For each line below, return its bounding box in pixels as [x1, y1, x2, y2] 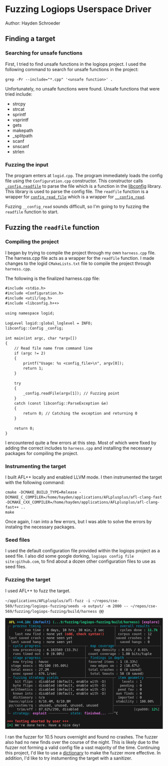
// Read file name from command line [14, 345, 93, 351]
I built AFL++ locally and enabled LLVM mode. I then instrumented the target [5, 474, 162, 480]
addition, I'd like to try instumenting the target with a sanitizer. [5, 755, 132, 761]
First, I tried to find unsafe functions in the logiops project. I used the [5, 61, 146, 67]
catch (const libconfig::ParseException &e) [14, 401, 108, 406]
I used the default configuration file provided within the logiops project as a [5, 548, 160, 554]
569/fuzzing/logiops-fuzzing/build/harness [5, 609, 97, 614]
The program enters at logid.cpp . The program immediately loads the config [5, 172, 163, 178]
